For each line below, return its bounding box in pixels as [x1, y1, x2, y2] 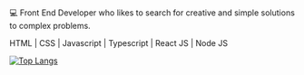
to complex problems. [9, 21, 91, 31]
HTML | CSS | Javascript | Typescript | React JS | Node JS [9, 38, 229, 48]
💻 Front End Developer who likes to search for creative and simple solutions [9, 7, 295, 18]
